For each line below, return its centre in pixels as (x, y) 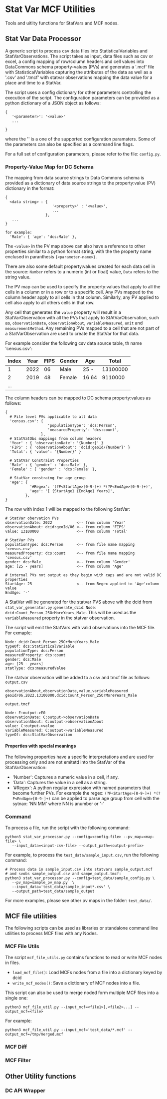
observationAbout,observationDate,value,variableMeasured (67, 691)
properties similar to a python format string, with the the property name (78, 251)
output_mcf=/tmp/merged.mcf (34, 1034)
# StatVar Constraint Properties (44, 461)
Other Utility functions (41, 1076)
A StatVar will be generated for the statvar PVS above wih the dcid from (79, 602)
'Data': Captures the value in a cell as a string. (60, 783)
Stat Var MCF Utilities (50, 9)
